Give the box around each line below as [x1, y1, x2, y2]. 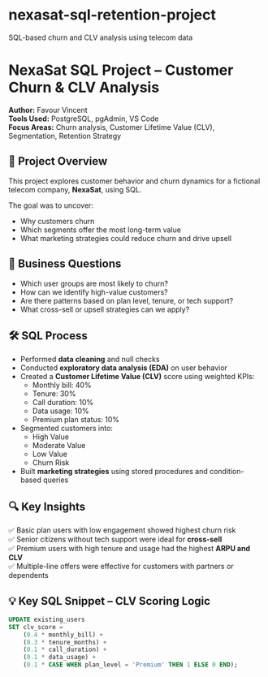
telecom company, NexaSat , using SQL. [8, 184, 142, 194]
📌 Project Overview [8, 154, 108, 168]
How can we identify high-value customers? [19, 287, 168, 297]
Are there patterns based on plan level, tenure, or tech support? [19, 295, 234, 305]
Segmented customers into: [19, 424, 114, 433]
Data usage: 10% [32, 406, 89, 416]
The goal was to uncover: [8, 201, 93, 210]
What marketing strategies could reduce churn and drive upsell [19, 233, 232, 243]
